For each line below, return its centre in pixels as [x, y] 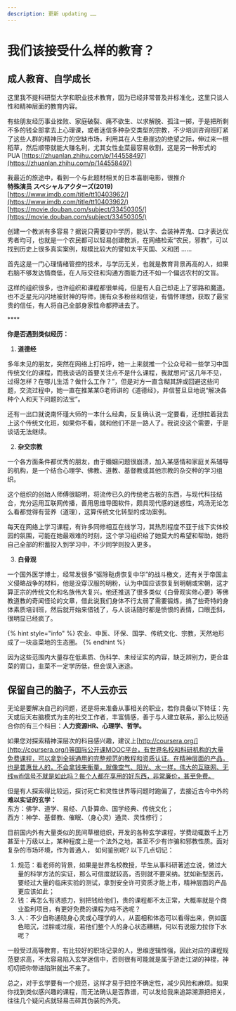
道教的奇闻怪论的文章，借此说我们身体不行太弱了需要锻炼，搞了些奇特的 [118, 600]
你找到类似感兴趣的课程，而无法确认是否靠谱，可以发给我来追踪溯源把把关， [118, 992]
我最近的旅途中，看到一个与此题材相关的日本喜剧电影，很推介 [97, 178]
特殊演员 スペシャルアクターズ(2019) [60, 186]
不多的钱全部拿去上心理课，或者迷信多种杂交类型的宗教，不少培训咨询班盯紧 [118, 130]
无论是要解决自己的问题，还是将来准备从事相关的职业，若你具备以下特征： [115, 708]
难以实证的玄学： [32, 800]
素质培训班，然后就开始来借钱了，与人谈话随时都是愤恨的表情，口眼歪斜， [121, 609]
